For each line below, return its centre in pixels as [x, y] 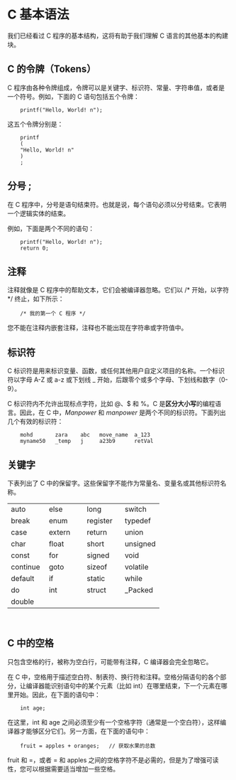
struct [96, 590]
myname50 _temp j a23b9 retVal [87, 442]
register [100, 521]
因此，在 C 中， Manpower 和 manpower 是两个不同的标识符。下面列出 [123, 412]
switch [135, 509]
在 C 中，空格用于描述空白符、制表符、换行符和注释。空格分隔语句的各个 [114, 677]
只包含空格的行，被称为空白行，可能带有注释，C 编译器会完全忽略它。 [110, 661]
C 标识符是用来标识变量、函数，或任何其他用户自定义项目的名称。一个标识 [116, 371]
